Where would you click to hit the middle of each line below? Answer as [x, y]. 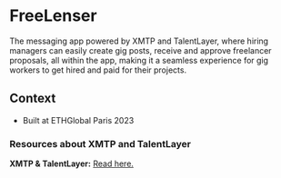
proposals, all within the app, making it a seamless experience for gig [139, 60]
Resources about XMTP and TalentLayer [100, 143]
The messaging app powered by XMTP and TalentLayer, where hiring [139, 41]
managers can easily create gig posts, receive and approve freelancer [140, 50]
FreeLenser [53, 16]
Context [33, 99]
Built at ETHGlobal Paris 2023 [78, 120]
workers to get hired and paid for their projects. [98, 70]
